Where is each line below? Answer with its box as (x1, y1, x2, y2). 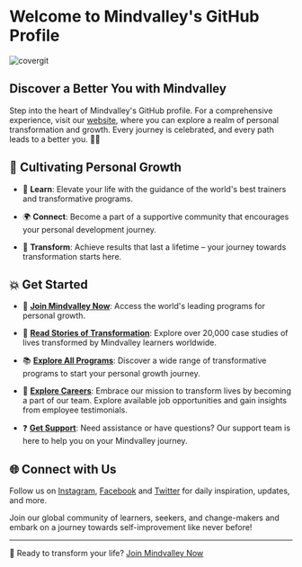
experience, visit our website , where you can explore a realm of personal (9, 114, 280, 125)
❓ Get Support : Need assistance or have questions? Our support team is (22, 422, 290, 433)
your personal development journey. (22, 224, 157, 235)
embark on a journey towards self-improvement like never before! (9, 522, 253, 533)
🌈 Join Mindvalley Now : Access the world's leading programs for (22, 301, 265, 312)
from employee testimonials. (22, 404, 128, 415)
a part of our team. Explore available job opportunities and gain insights (22, 395, 288, 406)
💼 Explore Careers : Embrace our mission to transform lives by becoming (22, 385, 292, 396)
